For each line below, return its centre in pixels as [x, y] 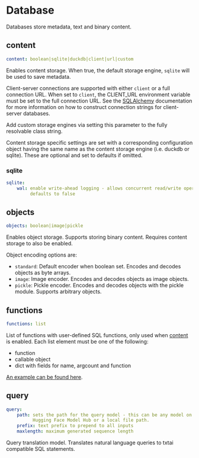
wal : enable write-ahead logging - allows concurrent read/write [99, 188]
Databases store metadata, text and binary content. [69, 27]
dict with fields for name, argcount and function [73, 366]
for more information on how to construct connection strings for [84, 107]
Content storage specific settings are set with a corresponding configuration [99, 142]
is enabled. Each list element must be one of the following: [77, 341]
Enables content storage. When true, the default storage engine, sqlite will [98, 70]
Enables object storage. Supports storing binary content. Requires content [97, 237]
